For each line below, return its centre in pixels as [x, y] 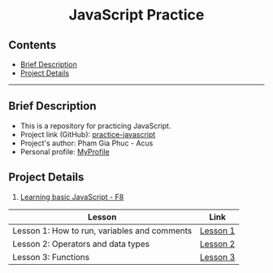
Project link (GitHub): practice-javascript [88, 134]
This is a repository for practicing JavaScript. [95, 126]
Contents [32, 45]
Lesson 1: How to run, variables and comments [102, 231]
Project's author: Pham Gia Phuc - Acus [87, 143]
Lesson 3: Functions [51, 257]
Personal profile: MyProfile [65, 151]
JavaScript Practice [136, 15]
